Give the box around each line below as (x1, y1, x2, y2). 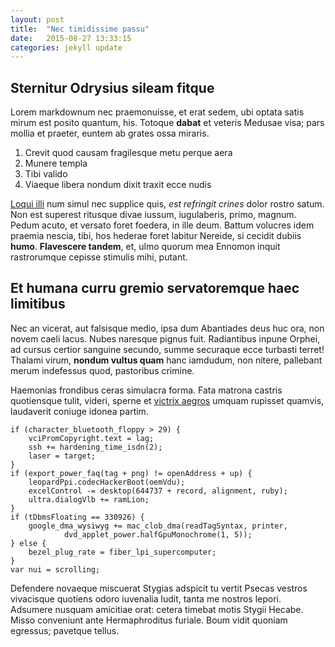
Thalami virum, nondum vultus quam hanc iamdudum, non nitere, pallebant (10, 354, 323, 366)
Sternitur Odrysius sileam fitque (10, 79, 215, 96)
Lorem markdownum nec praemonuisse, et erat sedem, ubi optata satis (10, 106, 305, 118)
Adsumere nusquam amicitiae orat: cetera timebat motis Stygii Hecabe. (10, 603, 304, 615)
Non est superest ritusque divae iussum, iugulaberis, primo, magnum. (10, 209, 297, 221)
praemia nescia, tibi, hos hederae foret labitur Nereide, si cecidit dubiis (10, 230, 302, 242)
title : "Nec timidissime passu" (10, 24, 150, 34)
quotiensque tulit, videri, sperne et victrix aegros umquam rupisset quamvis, (10, 394, 325, 406)
